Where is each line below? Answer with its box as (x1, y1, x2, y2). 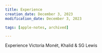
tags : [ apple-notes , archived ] (5, 25, 69, 30)
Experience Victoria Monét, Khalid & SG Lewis (5, 42, 98, 49)
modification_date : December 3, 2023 (5, 16, 82, 21)
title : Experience (5, 7, 42, 12)
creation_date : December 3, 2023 (5, 12, 73, 17)
